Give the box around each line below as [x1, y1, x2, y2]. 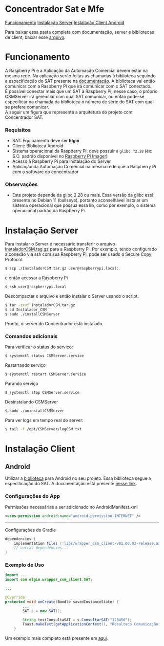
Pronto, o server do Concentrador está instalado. [5, 320, 103, 326]
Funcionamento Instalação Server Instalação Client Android [5, 20, 124, 25]
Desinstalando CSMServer [5, 399, 59, 404]
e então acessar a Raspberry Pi [5, 275, 68, 281]
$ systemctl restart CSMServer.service [5, 372, 86, 377]
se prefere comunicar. [5, 104, 50, 110]
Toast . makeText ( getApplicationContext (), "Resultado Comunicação [22, 622, 159, 627]
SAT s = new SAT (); [22, 608, 62, 613]
